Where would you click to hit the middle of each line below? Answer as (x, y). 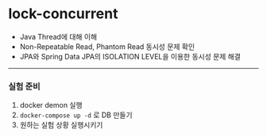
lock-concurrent (63, 14)
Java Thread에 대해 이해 (58, 36)
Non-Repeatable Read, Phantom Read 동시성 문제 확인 (107, 46)
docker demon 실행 (51, 105)
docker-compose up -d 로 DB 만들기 (76, 115)
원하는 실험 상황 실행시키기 (61, 125)
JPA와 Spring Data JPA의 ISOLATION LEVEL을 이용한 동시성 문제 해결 (130, 56)
